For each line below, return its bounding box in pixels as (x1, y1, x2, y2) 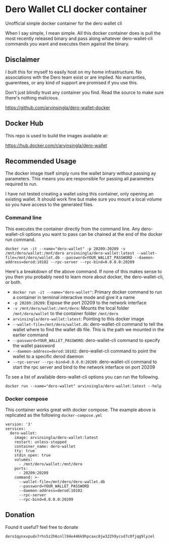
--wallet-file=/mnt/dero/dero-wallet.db (18, 479, 105, 484)
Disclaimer (5, 56, 40, 64)
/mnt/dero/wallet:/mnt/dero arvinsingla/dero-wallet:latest (5, 251, 135, 256)
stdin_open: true (14, 453, 51, 458)
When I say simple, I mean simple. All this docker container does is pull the (5, 30, 161, 36)
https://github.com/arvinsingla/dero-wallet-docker (5, 105, 110, 111)
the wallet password (12, 342, 55, 349)
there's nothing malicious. (5, 94, 59, 101)
